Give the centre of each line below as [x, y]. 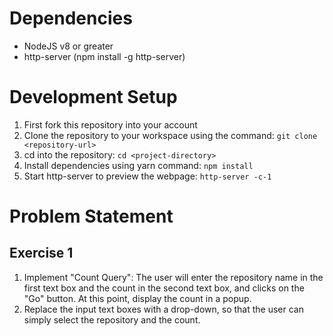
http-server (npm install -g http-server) [104, 56]
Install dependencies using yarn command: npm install [138, 165]
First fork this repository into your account [110, 124]
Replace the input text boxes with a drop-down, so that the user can [163, 309]
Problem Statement [91, 216]
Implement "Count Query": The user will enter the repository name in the [173, 277]
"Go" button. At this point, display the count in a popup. [137, 298]
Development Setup [93, 97]
